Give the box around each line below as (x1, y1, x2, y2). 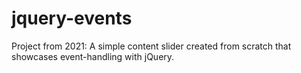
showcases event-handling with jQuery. (11, 50, 175, 62)
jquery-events (11, 7, 133, 30)
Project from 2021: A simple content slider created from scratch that (11, 40, 292, 52)
